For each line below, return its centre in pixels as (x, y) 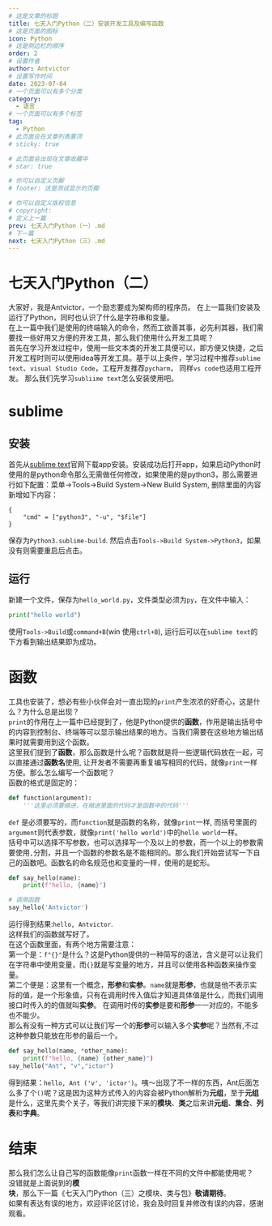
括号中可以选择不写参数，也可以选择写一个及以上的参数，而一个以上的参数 (132, 842)
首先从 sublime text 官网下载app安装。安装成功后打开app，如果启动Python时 (135, 465)
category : (25, 99)
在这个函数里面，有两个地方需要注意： (72, 945)
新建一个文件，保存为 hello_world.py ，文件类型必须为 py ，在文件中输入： (130, 600)
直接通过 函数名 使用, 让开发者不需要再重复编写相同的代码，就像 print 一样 (136, 762)
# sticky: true (34, 144)
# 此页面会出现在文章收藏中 (49, 159)
